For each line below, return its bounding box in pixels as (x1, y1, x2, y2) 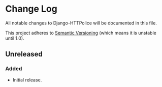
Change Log (5, 3, 57, 15)
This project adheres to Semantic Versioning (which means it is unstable (5, 30, 156, 36)
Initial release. (12, 77, 42, 83)
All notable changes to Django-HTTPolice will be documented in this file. (5, 20, 157, 26)
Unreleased (5, 50, 43, 59)
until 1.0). (5, 35, 24, 41)
